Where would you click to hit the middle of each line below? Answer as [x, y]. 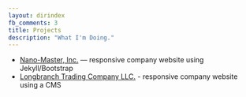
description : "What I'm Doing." [61, 37]
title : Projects [35, 30]
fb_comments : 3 [33, 23]
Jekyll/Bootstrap [46, 69]
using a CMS [40, 85]
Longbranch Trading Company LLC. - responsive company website [129, 76]
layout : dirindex [37, 15]
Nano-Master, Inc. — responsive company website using [112, 60]
